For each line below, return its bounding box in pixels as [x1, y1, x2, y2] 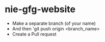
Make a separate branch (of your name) [12, 20, 96, 26]
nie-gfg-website [5, 4, 76, 15]
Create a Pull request [12, 31, 57, 37]
